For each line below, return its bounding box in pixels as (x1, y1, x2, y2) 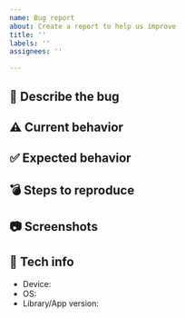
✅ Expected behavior (9, 151, 131, 166)
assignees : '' (9, 47, 63, 56)
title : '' (9, 30, 47, 39)
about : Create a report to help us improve (9, 22, 177, 31)
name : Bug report (9, 13, 75, 23)
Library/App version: (22, 297, 100, 309)
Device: (22, 278, 52, 289)
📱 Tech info (9, 254, 74, 270)
